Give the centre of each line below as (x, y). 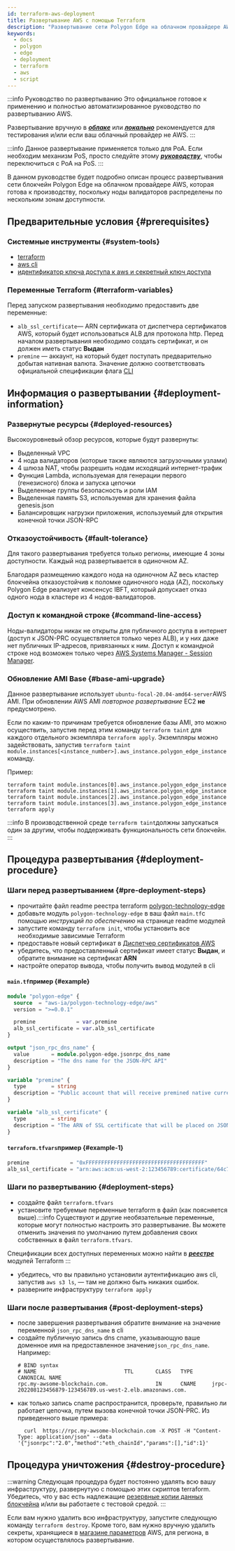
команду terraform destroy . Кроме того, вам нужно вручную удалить (111, 1525)
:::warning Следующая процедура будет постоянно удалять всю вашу (112, 1481)
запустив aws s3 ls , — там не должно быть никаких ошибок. (108, 1281)
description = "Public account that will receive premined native (112, 1093)
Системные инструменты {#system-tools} (84, 242)
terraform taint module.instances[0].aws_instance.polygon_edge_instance (117, 785)
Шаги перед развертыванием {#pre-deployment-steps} (107, 890)
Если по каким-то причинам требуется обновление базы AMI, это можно (117, 722)
